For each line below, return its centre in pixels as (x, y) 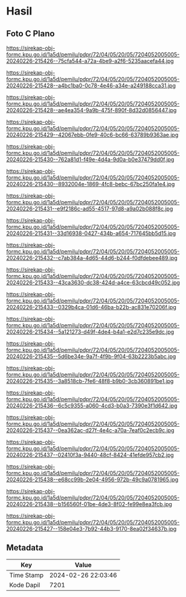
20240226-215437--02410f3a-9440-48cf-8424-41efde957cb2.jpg (90, 455)
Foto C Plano (30, 34)
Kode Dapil (25, 585)
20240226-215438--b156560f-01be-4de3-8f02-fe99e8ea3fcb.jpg (89, 504)
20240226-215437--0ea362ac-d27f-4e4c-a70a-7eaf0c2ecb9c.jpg (90, 430)
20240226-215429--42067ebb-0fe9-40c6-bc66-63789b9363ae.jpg (92, 135)
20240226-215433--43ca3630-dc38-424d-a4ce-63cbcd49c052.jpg (93, 282)
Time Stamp (27, 575)
